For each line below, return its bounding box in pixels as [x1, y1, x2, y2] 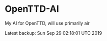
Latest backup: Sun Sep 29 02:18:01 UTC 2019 [5, 30, 102, 36]
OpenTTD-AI [5, 3, 59, 15]
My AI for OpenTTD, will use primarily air [5, 20, 90, 26]
